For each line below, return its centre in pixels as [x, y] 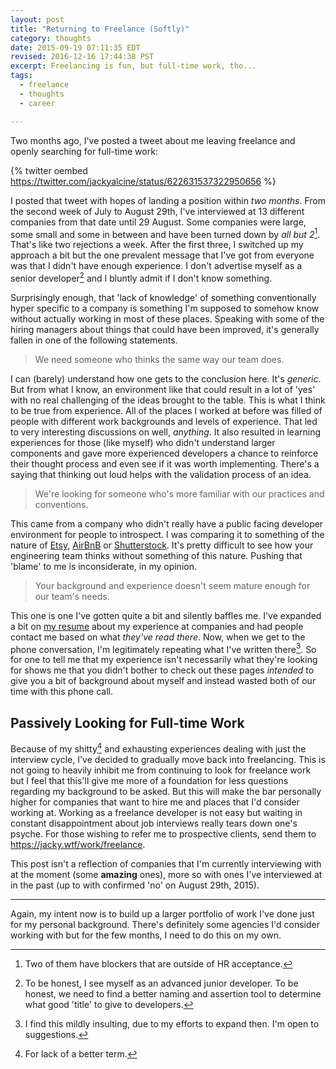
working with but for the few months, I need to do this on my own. [146, 935]
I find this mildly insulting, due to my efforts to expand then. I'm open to [172, 1023]
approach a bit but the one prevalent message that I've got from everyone [162, 255]
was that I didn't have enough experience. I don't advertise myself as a [156, 266]
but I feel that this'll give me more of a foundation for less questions [149, 780]
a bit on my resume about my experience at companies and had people [157, 626]
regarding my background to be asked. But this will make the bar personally [166, 791]
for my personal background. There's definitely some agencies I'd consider [165, 924]
